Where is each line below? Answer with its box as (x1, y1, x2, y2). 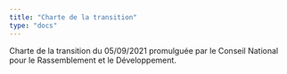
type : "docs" (9, 21, 58, 30)
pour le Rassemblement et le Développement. (9, 55, 176, 65)
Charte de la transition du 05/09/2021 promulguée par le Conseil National (9, 45, 279, 55)
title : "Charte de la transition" (9, 12, 138, 22)
